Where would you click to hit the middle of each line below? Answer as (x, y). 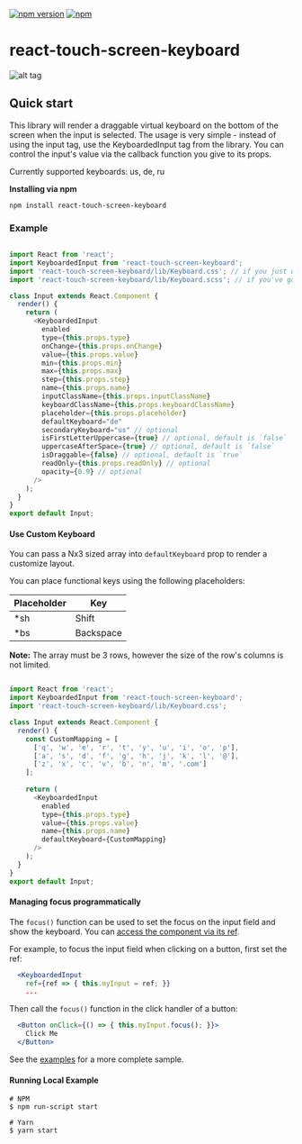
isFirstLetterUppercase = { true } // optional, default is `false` (164, 438)
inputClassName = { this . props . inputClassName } (126, 396)
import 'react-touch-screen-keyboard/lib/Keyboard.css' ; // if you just (148, 271)
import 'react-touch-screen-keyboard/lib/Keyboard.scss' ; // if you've (146, 279)
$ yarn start (34, 1130)
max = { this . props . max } (82, 371)
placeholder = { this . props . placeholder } (114, 413)
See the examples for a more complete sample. (97, 1059)
